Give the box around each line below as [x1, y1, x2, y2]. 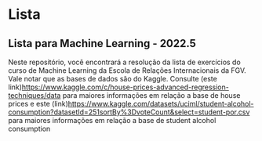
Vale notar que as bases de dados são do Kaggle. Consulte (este [8, 74, 217, 83]
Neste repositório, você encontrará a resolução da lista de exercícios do [8, 57, 241, 67]
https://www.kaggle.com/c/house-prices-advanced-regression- [21, 82, 229, 92]
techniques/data [8, 91, 61, 99]
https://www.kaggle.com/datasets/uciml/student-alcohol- [67, 99, 254, 108]
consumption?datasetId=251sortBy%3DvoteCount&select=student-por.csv [8, 107, 250, 117]
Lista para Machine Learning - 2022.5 [8, 37, 196, 50]
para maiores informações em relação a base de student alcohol [8, 116, 217, 125]
